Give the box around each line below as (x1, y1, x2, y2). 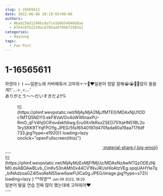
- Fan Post (9, 43, 32, 48)
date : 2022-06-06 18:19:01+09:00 (5, 12, 73, 16)
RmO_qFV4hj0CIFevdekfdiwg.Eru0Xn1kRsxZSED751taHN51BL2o (17, 119, 145, 125)
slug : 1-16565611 (5, 7, 40, 12)
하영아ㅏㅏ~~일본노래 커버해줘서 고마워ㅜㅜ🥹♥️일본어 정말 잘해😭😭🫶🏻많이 (5, 81, 148, 86)
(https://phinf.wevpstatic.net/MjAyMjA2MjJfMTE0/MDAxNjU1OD (17, 109, 146, 115)
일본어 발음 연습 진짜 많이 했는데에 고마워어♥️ (5, 182, 91, 188)
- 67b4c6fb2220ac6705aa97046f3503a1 (9, 25, 83, 30)
